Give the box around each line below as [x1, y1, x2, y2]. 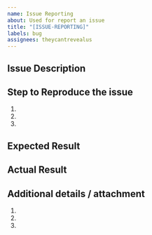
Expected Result [7, 140, 81, 152]
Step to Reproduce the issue [7, 86, 133, 98]
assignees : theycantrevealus [7, 36, 92, 43]
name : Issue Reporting [7, 10, 74, 18]
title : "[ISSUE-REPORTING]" [7, 23, 90, 30]
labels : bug [7, 29, 42, 37]
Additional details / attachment [7, 187, 146, 200]
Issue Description [7, 62, 86, 74]
